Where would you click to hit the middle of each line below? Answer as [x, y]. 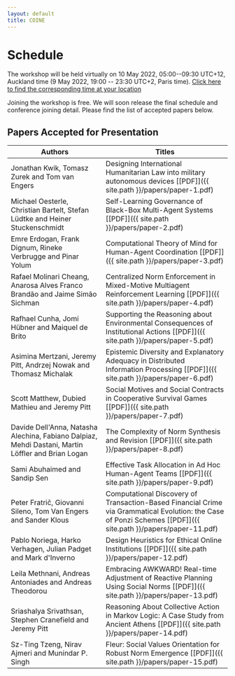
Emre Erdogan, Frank [45, 239]
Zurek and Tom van [43, 177]
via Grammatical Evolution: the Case [165, 511]
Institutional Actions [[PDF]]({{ [156, 332]
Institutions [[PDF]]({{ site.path [156, 549]
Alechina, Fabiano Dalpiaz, [54, 436]
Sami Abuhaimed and [46, 469]
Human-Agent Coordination [152, 252]
